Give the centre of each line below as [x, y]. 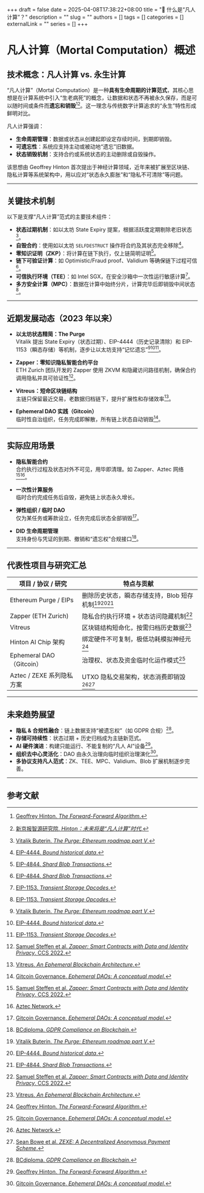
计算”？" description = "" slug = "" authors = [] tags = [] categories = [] [95, 17]
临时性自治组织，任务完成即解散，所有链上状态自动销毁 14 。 [90, 419]
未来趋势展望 [31, 714]
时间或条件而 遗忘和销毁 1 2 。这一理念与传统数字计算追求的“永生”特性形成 [107, 105]
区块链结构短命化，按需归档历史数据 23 [137, 627]
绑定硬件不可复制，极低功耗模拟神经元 [137, 639]
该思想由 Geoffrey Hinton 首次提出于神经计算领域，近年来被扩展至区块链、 [100, 167]
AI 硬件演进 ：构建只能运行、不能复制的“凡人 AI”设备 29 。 [86, 745]
